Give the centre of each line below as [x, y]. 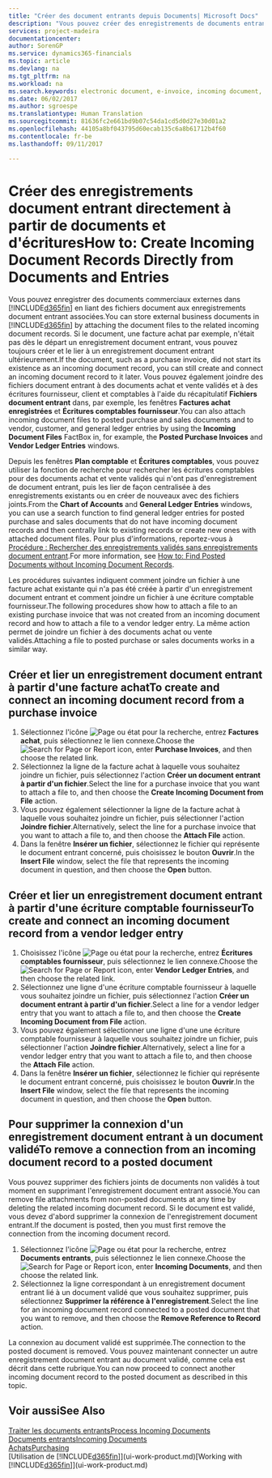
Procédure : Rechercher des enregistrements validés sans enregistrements [133, 547]
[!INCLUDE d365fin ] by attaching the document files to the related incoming [134, 326]
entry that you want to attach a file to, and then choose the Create [130, 1013]
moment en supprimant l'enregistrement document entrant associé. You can [134, 1190]
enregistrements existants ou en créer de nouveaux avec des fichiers [124, 496]
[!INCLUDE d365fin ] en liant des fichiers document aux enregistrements [127, 308]
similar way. [28, 650]
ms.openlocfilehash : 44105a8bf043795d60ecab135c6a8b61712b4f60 [117, 129]
